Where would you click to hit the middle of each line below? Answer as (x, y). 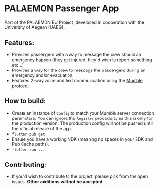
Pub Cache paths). (30, 144)
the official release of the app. (42, 128)
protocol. (21, 86)
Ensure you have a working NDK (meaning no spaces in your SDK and (82, 139)
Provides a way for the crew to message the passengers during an (79, 70)
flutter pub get (28, 134)
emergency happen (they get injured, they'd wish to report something (82, 60)
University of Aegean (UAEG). (34, 27)
